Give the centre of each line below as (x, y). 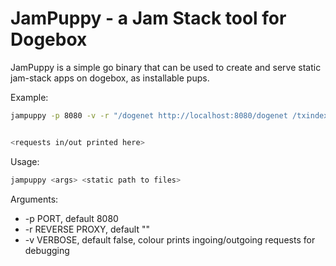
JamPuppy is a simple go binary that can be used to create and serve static (166, 67)
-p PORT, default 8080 (71, 218)
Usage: (25, 161)
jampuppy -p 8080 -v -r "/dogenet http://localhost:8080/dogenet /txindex (169, 115)
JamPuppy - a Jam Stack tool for (148, 18)
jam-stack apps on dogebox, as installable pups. (110, 78)
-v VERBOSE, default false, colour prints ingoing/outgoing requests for (170, 239)
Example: (29, 97)
